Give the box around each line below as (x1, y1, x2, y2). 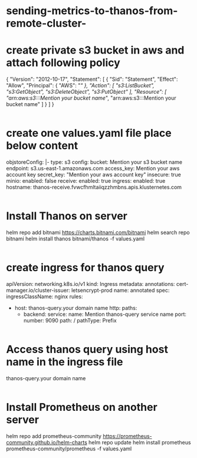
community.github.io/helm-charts (6, 439, 87, 446)
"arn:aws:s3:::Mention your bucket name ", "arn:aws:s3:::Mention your (6, 94, 177, 101)
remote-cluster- (6, 17, 87, 30)
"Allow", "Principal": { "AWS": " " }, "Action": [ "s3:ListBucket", (6, 82, 155, 89)
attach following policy (6, 56, 121, 70)
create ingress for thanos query (6, 261, 165, 275)
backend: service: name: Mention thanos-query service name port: (23, 311, 187, 318)
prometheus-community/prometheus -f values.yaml (6, 445, 132, 452)
